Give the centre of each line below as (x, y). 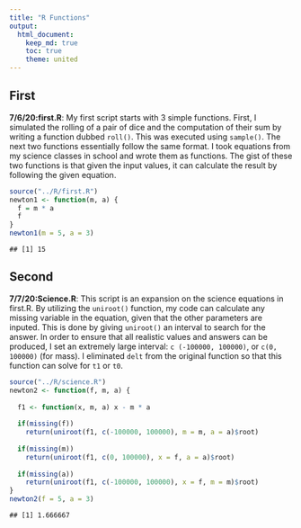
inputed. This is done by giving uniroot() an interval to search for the (138, 327)
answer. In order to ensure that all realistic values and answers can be (138, 336)
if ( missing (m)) (46, 449)
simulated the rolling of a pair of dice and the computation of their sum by (146, 127)
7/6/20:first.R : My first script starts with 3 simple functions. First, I (133, 117)
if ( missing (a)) (46, 474)
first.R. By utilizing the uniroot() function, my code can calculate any (137, 308)
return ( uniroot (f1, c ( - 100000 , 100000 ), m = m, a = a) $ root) (142, 433)
